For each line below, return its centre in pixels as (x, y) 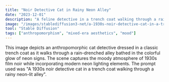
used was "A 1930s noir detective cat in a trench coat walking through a (80, 69)
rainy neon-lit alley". (26, 74)
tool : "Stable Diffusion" (32, 29)
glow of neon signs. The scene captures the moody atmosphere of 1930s (81, 58)
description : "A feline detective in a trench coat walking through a (81, 19)
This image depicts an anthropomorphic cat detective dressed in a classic (82, 48)
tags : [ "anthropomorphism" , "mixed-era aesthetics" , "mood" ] (71, 33)
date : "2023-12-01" (26, 15)
